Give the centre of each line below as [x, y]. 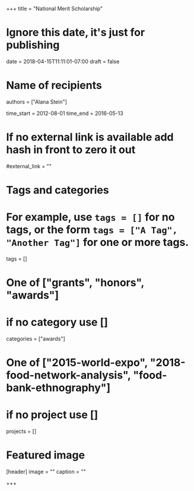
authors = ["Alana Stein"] [36, 102]
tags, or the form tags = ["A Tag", [92, 230]
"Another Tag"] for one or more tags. [98, 243]
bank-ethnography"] [58, 388]
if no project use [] [52, 415]
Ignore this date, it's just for [76, 33]
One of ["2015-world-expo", [77, 363]
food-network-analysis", [69, 375]
